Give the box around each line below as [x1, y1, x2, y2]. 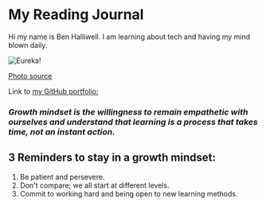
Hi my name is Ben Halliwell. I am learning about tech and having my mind [8, 32, 251, 41]
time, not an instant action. [8, 126, 115, 137]
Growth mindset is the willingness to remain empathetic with [8, 106, 248, 117]
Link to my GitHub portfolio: [8, 86, 99, 96]
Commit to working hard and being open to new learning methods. [19, 189, 238, 198]
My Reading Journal [8, 6, 144, 24]
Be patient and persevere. [19, 172, 105, 181]
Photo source [8, 71, 53, 80]
